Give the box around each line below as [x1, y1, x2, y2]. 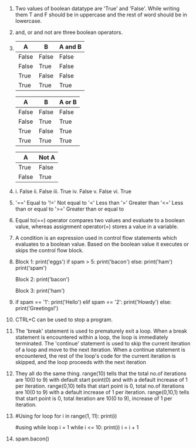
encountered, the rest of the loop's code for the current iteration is [15, 352, 176, 359]
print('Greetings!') [15, 305, 59, 311]
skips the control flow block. [15, 247, 84, 254]
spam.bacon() [15, 435, 49, 442]
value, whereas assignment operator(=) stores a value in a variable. [15, 223, 178, 230]
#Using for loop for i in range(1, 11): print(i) [15, 413, 117, 419]
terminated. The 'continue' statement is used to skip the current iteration [15, 340, 191, 347]
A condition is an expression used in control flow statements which [15, 235, 177, 241]
